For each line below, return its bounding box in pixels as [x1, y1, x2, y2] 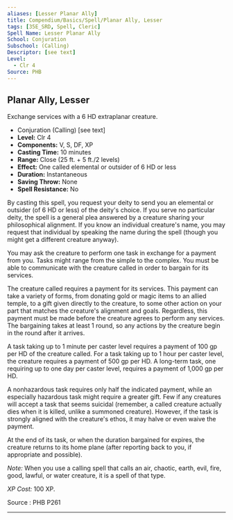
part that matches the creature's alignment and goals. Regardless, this [7, 307, 208, 315]
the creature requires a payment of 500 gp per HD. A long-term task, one [7, 357, 216, 366]
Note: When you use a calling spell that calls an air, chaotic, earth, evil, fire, [7, 464, 222, 473]
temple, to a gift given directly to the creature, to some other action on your [7, 300, 222, 308]
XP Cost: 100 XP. [7, 485, 55, 494]
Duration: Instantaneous [17, 170, 88, 179]
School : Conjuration [7, 36, 67, 43]
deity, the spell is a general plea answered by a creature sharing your [7, 213, 205, 222]
